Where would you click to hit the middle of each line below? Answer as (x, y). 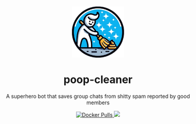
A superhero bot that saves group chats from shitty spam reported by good (98, 96)
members (98, 103)
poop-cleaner (98, 80)
